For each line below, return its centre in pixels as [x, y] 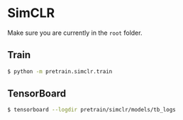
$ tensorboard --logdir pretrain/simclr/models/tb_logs [91, 110]
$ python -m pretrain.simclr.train [60, 71]
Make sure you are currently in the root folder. [75, 33]
